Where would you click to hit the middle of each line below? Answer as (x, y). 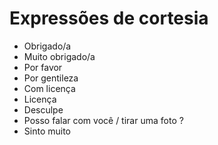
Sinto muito (47, 131)
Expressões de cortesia (109, 18)
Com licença (49, 88)
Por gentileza (51, 78)
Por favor (43, 67)
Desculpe (43, 109)
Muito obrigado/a (59, 56)
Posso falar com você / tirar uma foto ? (103, 120)
